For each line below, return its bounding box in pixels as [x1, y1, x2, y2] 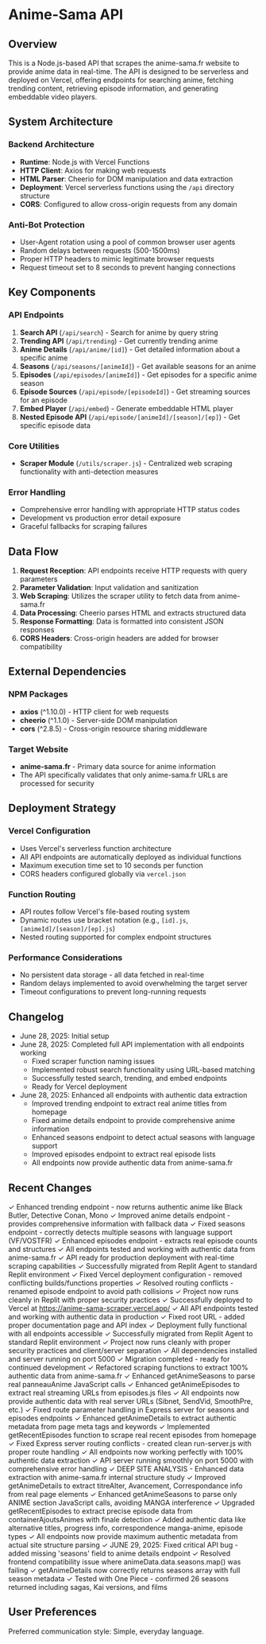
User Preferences [8, 1605, 97, 1619]
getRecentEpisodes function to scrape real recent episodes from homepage [8, 1430, 256, 1440]
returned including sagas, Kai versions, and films [8, 1582, 168, 1592]
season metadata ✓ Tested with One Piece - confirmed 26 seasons [8, 1573, 229, 1584]
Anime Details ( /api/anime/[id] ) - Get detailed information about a [19, 344, 241, 354]
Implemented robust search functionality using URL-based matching [31, 1065, 256, 1075]
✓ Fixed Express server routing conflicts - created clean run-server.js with [8, 1438, 252, 1448]
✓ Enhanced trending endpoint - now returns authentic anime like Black [8, 1202, 243, 1211]
